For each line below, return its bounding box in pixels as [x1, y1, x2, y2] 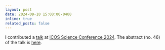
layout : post [5, 7, 32, 12]
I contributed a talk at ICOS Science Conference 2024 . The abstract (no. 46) [5, 34, 161, 40]
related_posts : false [5, 21, 50, 26]
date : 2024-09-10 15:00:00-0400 [5, 12, 72, 17]
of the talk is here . [5, 40, 42, 46]
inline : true [5, 16, 32, 21]
